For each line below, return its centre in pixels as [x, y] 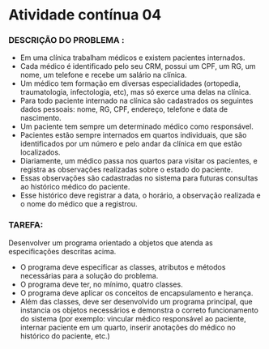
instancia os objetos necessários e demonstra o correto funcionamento [139, 310]
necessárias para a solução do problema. [89, 275]
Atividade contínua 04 [85, 15]
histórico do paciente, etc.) [65, 336]
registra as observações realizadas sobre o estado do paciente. [126, 170]
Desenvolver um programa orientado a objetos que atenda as [111, 243]
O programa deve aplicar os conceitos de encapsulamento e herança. [137, 292]
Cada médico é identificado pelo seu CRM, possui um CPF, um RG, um [138, 66]
